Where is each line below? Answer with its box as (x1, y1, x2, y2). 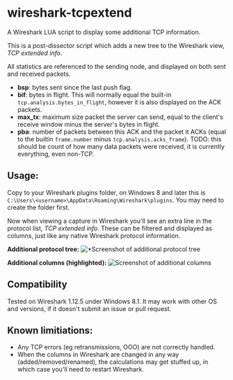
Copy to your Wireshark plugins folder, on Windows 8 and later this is (7, 188, 206, 196)
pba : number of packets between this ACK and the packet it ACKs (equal (17, 127, 226, 136)
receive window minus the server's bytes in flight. (17, 120, 160, 128)
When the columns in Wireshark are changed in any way (17, 350, 179, 359)
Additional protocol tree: (7, 245, 80, 253)
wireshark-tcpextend (7, 5, 132, 21)
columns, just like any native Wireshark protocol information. (7, 231, 181, 239)
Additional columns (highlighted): (7, 258, 107, 267)
